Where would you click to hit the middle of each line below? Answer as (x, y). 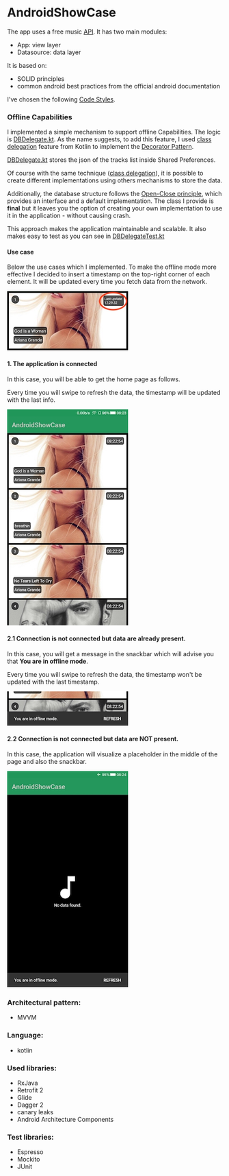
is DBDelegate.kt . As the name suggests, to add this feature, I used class (109, 139)
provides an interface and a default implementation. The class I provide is (110, 201)
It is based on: (27, 65)
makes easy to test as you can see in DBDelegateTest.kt (86, 236)
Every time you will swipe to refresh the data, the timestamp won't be (105, 674)
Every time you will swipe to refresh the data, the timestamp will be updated (114, 392)
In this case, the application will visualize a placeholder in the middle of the (112, 754)
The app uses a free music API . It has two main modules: (87, 32)
